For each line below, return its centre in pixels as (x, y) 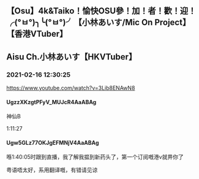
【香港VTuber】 (37, 34)
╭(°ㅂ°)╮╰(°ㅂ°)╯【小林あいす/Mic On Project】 (99, 22)
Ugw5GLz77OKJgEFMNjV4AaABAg (53, 142)
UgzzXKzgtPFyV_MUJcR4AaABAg (51, 102)
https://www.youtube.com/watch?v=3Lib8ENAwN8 (71, 88)
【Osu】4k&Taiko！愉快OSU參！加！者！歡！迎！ (101, 11)
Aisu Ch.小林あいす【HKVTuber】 (72, 57)
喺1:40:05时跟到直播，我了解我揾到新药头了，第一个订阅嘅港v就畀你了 (95, 157)
